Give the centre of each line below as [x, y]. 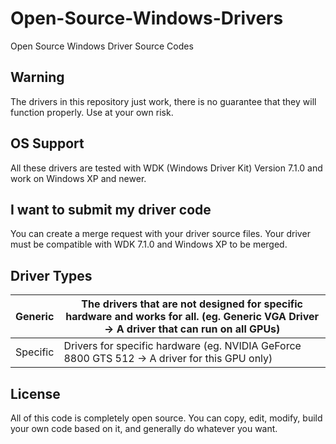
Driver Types [51, 275]
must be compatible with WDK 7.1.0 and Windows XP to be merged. [149, 244]
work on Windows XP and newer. [78, 178]
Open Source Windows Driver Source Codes [102, 46]
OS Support [47, 143]
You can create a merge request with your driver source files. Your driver [160, 234]
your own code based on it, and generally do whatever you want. [144, 428]
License [35, 393]
